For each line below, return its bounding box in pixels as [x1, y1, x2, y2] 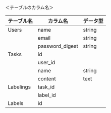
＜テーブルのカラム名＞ [5, 5, 54, 10]
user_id [37, 59, 55, 66]
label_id [37, 92, 57, 98]
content [37, 75, 57, 82]
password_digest [37, 43, 78, 49]
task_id [37, 83, 55, 90]
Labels [8, 100, 24, 106]
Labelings [8, 83, 31, 90]
